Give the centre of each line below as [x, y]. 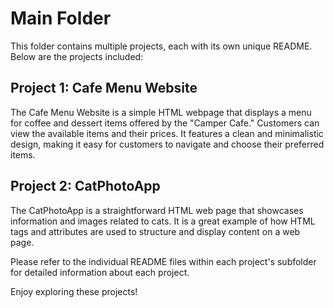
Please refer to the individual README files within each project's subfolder [163, 261]
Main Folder [61, 18]
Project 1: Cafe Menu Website [104, 88]
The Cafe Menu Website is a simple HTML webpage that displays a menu [161, 112]
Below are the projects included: [77, 56]
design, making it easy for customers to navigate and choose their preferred [167, 144]
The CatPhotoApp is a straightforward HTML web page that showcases [157, 210]
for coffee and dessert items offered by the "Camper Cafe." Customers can [165, 123]
